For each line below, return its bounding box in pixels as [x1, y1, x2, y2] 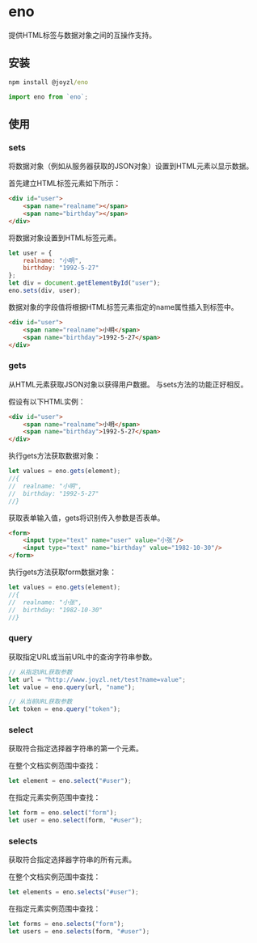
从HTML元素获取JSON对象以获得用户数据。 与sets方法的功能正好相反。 [8, 379, 248, 389]
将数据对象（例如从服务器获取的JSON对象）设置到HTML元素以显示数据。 [8, 161, 254, 171]
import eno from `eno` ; [8, 92, 89, 101]
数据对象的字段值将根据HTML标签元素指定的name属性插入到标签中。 [8, 302, 238, 311]
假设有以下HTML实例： [8, 396, 86, 406]
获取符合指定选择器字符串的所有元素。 [8, 855, 136, 865]
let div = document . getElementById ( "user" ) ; [8, 279, 161, 287]
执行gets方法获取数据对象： [8, 451, 101, 461]
